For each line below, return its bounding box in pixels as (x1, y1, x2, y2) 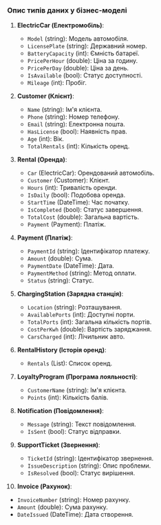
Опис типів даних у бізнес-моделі (7, 6, 127, 15)
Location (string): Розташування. (27, 303, 122, 312)
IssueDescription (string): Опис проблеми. (27, 461, 151, 470)
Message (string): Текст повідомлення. (27, 420, 136, 428)
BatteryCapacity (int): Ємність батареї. (27, 49, 140, 57)
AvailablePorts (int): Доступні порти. (27, 310, 136, 319)
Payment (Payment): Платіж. (27, 220, 107, 229)
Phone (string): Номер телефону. (27, 113, 120, 121)
